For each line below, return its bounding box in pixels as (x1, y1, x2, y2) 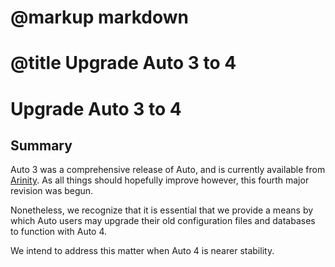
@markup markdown (10, 6, 189, 29)
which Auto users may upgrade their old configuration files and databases (10, 215, 316, 227)
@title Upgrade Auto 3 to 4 (10, 52, 237, 75)
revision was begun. (10, 185, 94, 197)
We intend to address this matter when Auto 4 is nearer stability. (10, 245, 275, 257)
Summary (10, 137, 73, 154)
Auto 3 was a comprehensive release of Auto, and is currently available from (10, 164, 326, 176)
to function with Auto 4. (10, 226, 108, 238)
